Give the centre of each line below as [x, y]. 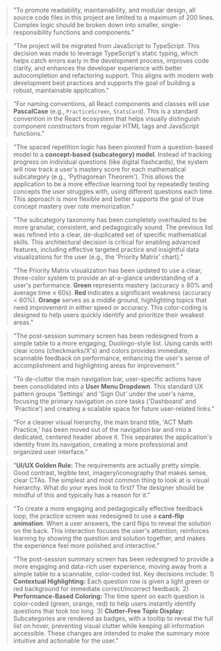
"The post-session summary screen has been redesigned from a [106, 336]
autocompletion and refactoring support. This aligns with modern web [113, 75]
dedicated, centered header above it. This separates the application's [113, 437]
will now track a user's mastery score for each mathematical [99, 169]
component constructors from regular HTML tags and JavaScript [106, 126]
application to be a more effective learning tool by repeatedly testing [111, 184]
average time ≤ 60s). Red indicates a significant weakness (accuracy [112, 293]
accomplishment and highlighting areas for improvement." [96, 365]
